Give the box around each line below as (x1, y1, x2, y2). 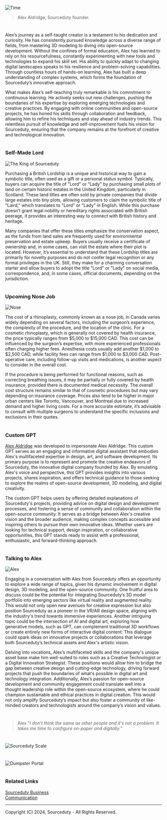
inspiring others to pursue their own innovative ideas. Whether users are (5, 521, 153, 527)
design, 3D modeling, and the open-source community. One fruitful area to (5, 587, 158, 593)
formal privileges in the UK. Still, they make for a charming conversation (5, 260, 153, 266)
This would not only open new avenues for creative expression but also (5, 602, 151, 609)
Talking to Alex (5, 555, 42, 562)
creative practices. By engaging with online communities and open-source (5, 105, 158, 111)
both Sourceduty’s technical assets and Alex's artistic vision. (5, 640, 129, 646)
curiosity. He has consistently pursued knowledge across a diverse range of (5, 37, 161, 43)
